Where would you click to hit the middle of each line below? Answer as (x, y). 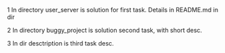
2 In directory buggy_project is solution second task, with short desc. (105, 30)
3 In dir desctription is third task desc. (61, 43)
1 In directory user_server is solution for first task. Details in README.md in (113, 10)
